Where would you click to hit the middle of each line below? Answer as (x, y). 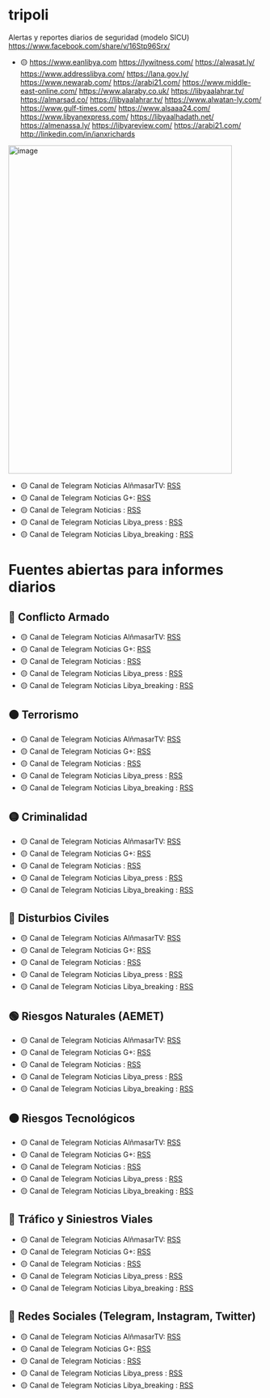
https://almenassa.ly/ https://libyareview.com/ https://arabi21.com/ (131, 125)
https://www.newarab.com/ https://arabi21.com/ (100, 82)
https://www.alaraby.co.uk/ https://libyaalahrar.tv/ (161, 91)
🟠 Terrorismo (44, 715)
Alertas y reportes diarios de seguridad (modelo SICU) (99, 37)
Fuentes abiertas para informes (116, 570)
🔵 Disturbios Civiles (59, 918)
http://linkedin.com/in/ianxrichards (78, 134)
